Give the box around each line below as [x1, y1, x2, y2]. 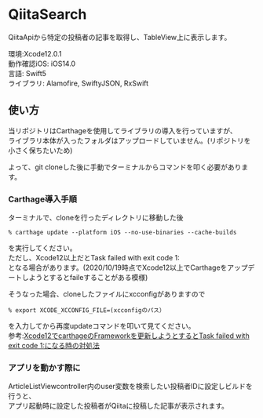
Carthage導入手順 [8, 194, 77, 205]
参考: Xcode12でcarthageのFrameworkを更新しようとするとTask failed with [8, 331, 250, 340]
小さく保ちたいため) [8, 145, 73, 154]
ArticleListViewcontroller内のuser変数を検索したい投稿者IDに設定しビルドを [8, 382, 253, 391]
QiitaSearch [8, 5, 87, 24]
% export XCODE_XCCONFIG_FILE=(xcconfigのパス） [8, 307, 166, 314]
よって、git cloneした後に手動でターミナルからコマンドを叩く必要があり [8, 162, 242, 172]
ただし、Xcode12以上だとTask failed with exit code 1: [8, 253, 181, 263]
